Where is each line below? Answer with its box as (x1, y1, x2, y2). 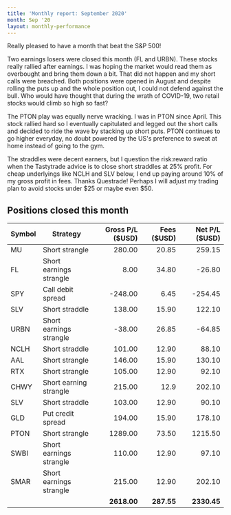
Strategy (52, 229, 81, 239)
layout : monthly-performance (7, 23, 91, 30)
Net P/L (195, 225, 221, 234)
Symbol (10, 229, 36, 239)
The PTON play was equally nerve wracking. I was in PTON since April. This (7, 112, 222, 121)
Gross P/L (104, 225, 138, 234)
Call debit (42, 285, 74, 294)
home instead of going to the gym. (7, 142, 105, 150)
